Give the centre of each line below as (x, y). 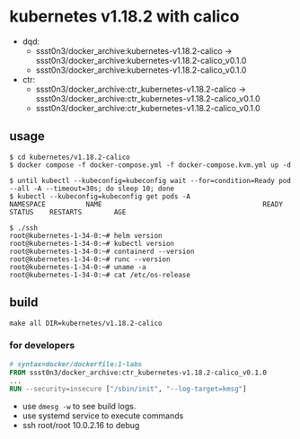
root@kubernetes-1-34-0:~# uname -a (78, 267)
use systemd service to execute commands (103, 416)
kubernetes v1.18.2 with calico (124, 17)
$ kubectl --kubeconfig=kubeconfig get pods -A (100, 196)
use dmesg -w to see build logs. (79, 407)
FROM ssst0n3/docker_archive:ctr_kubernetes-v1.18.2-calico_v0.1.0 (138, 373)
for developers (42, 346)
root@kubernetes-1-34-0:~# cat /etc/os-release (100, 275)
